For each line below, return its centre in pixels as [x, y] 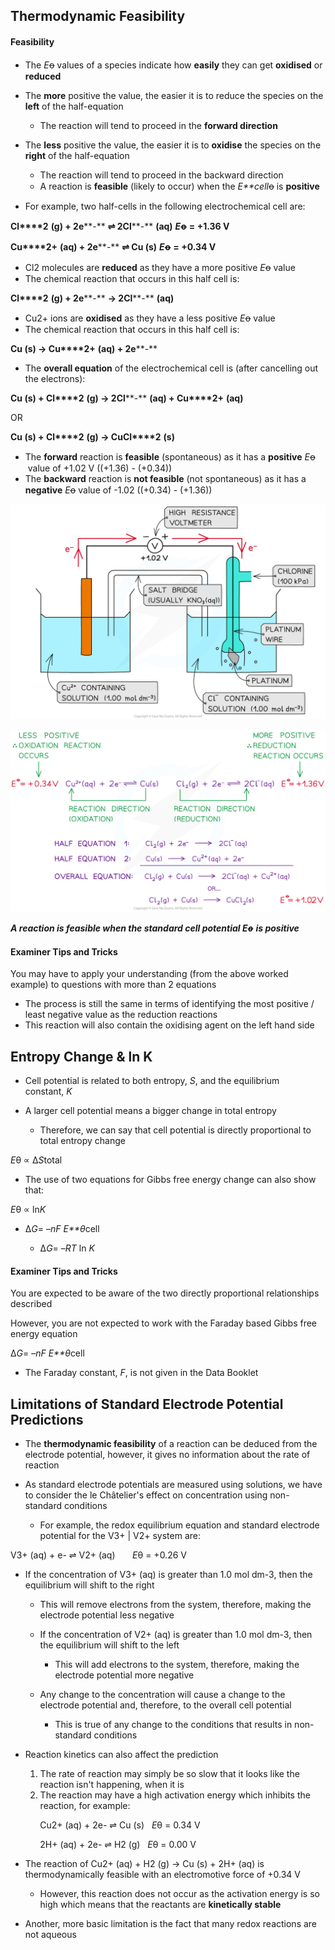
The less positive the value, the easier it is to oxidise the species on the [173, 145]
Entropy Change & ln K [81, 1056]
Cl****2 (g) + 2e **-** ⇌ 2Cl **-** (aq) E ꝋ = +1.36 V [120, 226]
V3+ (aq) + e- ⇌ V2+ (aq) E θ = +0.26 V [98, 1555]
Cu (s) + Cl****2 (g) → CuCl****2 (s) [92, 436]
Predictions [47, 1419]
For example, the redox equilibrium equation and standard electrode [179, 1525]
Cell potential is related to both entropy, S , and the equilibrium [152, 1081]
